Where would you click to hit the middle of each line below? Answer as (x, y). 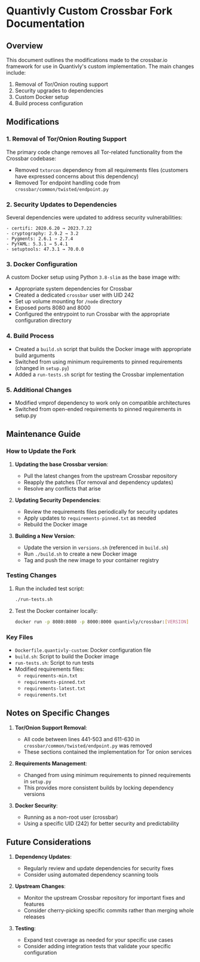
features (34, 904)
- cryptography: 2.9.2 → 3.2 (42, 233)
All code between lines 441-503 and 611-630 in (82, 739)
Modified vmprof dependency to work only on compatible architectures (103, 403)
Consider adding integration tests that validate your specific (97, 946)
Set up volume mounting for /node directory (68, 301)
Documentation (46, 24)
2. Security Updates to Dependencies (62, 204)
